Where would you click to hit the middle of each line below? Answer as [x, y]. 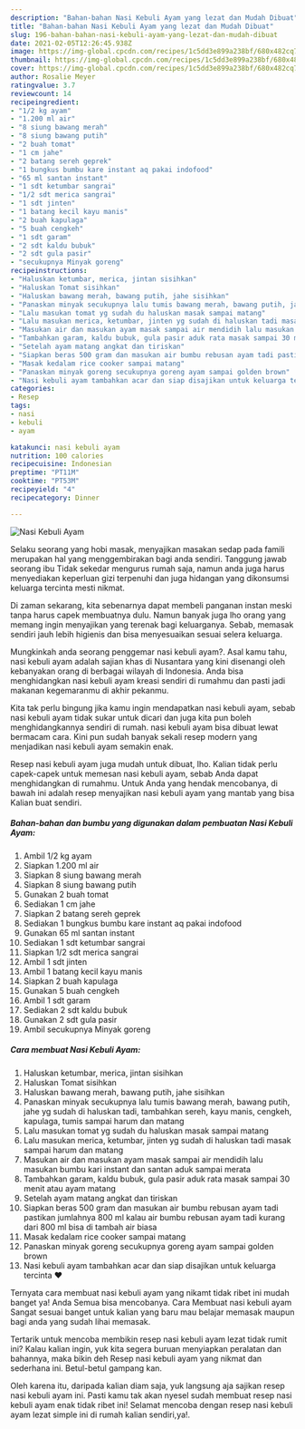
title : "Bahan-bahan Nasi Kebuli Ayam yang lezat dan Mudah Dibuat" [142, 26]
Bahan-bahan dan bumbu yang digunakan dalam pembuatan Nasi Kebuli [152, 823]
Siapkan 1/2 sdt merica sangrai [81, 952]
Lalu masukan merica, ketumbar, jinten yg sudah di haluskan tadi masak [157, 1140]
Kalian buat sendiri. [46, 802]
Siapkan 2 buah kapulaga [71, 981]
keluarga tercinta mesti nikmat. [68, 588]
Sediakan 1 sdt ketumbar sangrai [84, 942]
